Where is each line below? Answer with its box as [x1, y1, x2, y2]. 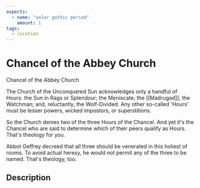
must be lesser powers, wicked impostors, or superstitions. [6, 107, 152, 114]
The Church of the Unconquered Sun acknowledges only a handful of [6, 88, 178, 95]
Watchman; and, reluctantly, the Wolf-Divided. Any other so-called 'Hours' [6, 101, 189, 108]
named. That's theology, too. [6, 156, 77, 163]
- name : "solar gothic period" [11, 14, 90, 20]
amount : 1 [17, 20, 42, 26]
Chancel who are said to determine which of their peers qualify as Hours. [6, 125, 186, 132]
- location [11, 31, 39, 37]
